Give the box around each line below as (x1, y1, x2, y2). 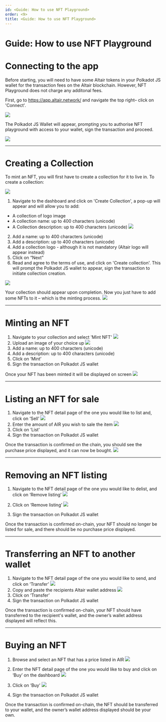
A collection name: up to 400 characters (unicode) (12, 218, 115, 224)
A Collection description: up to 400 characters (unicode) (12, 224, 127, 230)
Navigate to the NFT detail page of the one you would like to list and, (12, 410, 152, 416)
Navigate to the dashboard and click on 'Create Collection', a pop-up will (12, 198, 161, 204)
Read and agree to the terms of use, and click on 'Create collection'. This (12, 260, 161, 266)
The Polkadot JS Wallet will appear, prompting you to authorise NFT (5, 121, 143, 127)
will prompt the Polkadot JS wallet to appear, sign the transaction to (12, 265, 150, 271)
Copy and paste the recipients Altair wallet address (12, 587, 117, 593)
